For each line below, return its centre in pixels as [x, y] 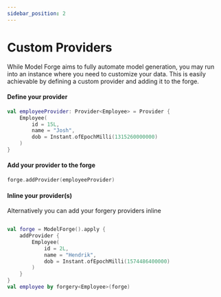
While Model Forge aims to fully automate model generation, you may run [111, 67]
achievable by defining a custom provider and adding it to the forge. [103, 81]
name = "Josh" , [54, 131]
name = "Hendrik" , [70, 255]
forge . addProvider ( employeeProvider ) [61, 180]
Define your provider [37, 97]
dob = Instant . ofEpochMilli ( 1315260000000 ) [95, 137]
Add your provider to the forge [51, 165]
